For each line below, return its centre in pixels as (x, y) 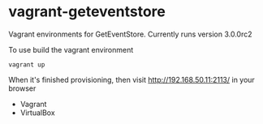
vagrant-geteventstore (87, 12)
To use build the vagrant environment (71, 49)
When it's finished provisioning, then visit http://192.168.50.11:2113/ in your (132, 79)
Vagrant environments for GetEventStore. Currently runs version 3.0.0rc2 (130, 34)
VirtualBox (37, 113)
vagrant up (27, 64)
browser (22, 88)
